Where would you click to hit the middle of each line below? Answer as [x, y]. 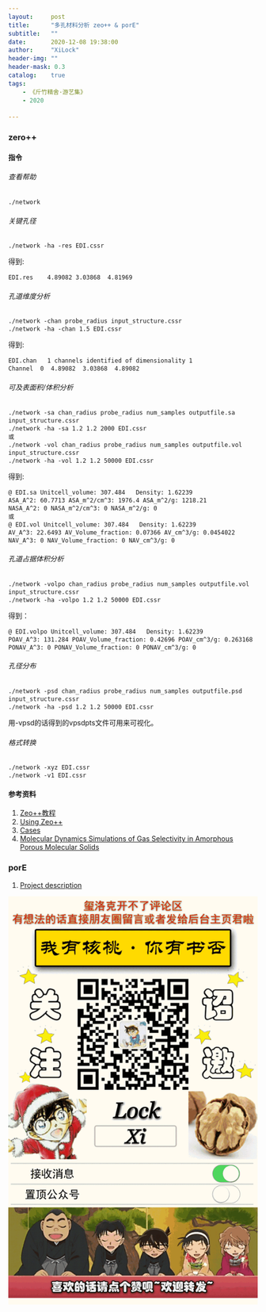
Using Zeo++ [41, 822]
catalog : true [37, 75]
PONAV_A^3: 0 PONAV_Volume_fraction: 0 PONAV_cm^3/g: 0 [102, 647]
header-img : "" [33, 59]
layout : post [37, 17]
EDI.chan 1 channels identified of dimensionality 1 [101, 361]
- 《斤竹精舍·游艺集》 [55, 92]
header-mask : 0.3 [37, 67]
